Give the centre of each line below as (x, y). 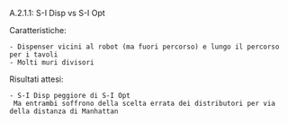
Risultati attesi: (36, 79)
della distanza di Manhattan (64, 111)
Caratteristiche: (38, 30)
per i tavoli (34, 55)
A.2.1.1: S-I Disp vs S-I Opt (57, 13)
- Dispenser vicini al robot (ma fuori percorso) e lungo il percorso (144, 47)
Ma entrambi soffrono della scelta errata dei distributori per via (144, 103)
